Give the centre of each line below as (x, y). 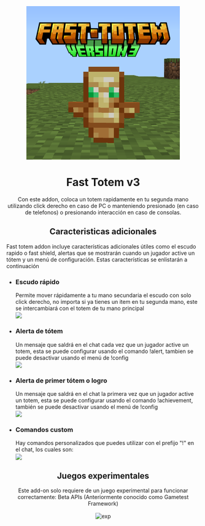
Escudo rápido (37, 282)
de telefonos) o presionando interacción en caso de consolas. (103, 212)
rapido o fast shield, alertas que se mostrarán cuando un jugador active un (101, 253)
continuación (23, 266)
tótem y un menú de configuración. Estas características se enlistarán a (97, 259)
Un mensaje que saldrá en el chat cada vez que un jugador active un (102, 344)
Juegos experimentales (103, 476)
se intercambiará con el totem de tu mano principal (79, 308)
